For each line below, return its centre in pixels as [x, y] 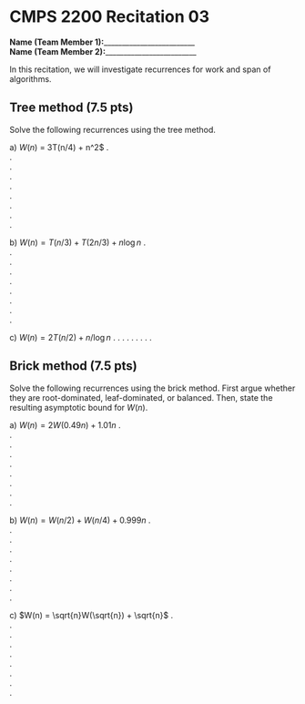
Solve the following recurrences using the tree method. [113, 129]
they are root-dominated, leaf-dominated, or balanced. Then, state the [141, 397]
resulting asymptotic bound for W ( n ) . [79, 407]
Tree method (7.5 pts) [71, 108]
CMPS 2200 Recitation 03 [110, 17]
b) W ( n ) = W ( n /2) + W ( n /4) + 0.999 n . [80, 520]
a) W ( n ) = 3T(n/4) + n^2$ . [59, 147]
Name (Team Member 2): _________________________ [103, 51]
